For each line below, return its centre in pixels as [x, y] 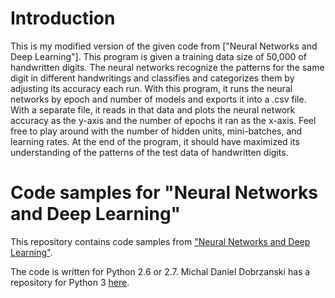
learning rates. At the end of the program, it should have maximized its [155, 141]
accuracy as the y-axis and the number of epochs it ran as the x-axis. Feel [163, 120]
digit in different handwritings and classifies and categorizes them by [152, 78]
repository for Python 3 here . [70, 282]
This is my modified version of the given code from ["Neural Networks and [164, 46]
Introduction [63, 18]
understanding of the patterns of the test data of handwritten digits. [149, 152]
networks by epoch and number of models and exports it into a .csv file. [158, 99]
